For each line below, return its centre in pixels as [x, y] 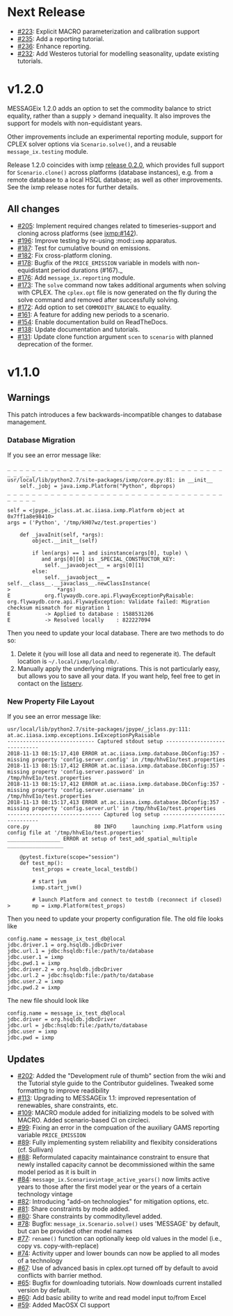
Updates [26, 1059]
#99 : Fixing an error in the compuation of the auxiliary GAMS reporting [118, 1127]
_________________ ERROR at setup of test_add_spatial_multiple [102, 839]
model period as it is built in [57, 1172]
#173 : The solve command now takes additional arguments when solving [121, 285]
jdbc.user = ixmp [32, 1032]
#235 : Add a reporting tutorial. [61, 38]
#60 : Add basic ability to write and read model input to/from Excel [112, 1298]
